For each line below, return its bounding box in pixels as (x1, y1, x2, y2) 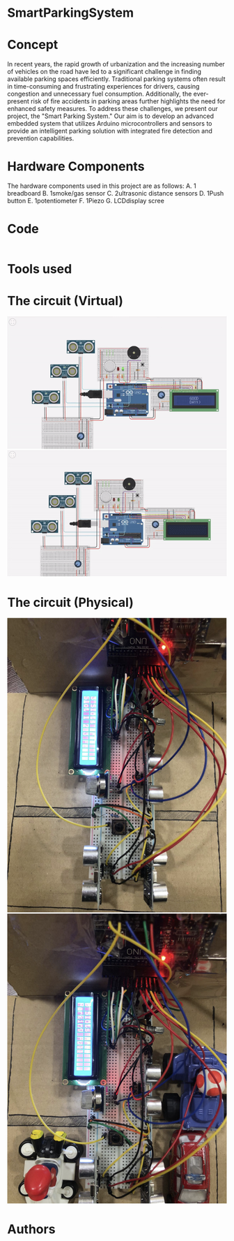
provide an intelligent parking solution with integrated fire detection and (7, 127, 212, 135)
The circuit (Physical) (7, 594, 134, 610)
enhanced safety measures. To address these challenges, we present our (7, 105, 218, 113)
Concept (7, 37, 58, 53)
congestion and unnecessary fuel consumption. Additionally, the (7, 89, 192, 98)
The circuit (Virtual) (7, 293, 124, 309)
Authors (7, 1221, 56, 1237)
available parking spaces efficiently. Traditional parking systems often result (7, 75, 226, 83)
